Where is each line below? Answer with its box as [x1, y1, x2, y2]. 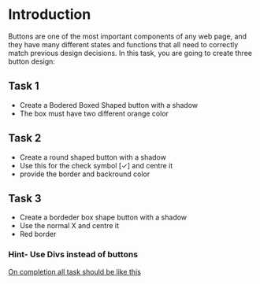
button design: [8, 57, 55, 66]
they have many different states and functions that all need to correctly [8, 39, 239, 49]
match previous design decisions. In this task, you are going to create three [8, 48, 252, 57]
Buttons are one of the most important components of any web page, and [8, 31, 247, 41]
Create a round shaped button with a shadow [19, 152, 167, 162]
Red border [19, 230, 57, 239]
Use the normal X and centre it [19, 221, 120, 231]
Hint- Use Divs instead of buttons [8, 249, 139, 260]
